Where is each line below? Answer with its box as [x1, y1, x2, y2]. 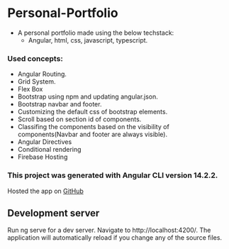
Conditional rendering [17, 145, 82, 154]
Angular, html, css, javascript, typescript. [28, 35, 148, 44]
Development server [7, 207, 100, 219]
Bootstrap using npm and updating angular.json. [17, 92, 158, 101]
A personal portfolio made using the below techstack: [17, 28, 174, 37]
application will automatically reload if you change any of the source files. [7, 233, 222, 242]
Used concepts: [7, 53, 64, 63]
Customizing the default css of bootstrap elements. [17, 108, 168, 116]
